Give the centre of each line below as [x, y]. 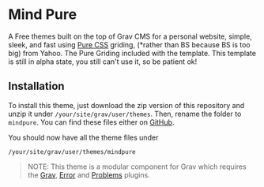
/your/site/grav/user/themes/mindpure [72, 151]
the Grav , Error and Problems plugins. [89, 174]
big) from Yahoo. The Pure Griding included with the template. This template [132, 53]
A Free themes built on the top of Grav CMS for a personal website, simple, [130, 36]
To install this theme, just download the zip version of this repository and [126, 105]
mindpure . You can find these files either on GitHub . [91, 122]
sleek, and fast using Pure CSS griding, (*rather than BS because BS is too [129, 44]
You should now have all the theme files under [83, 137]
